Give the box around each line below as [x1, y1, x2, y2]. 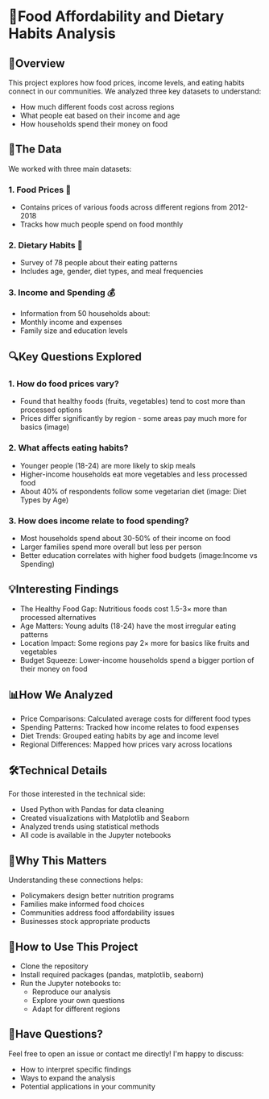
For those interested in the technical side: [8, 789, 147, 799]
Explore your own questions [31, 996, 125, 1005]
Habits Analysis [8, 24, 117, 43]
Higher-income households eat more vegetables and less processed [19, 469, 248, 479]
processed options [19, 405, 83, 414]
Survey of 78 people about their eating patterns [19, 258, 178, 268]
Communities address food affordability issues [19, 908, 175, 918]
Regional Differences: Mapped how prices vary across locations [19, 739, 233, 749]
